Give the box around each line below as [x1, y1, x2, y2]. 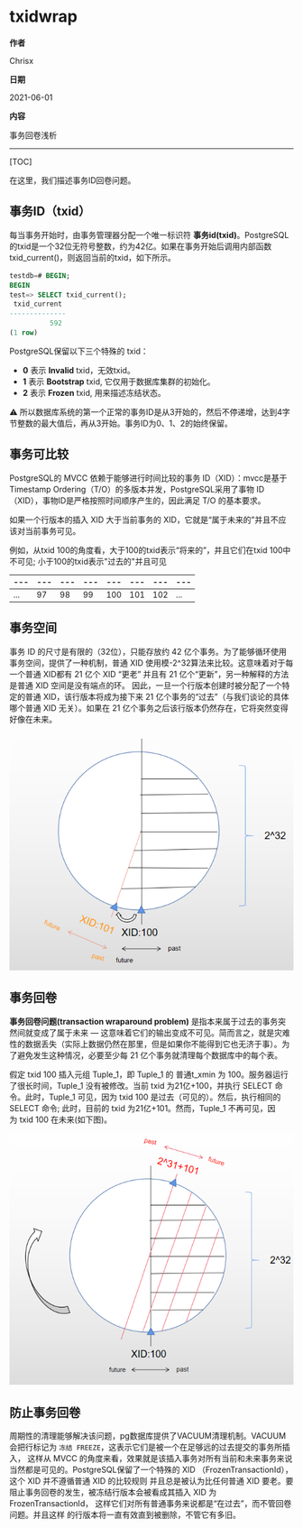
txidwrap [9, 6, 78, 27]
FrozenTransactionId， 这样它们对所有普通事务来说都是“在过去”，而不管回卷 [9, 1498, 292, 1509]
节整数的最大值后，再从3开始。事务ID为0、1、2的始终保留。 [9, 418, 233, 428]
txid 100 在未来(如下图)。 [19, 1114, 113, 1125]
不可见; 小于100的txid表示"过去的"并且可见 [9, 556, 167, 566]
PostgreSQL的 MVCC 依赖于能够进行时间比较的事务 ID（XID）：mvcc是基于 [9, 472, 288, 483]
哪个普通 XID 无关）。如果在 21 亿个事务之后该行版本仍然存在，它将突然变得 [9, 702, 289, 713]
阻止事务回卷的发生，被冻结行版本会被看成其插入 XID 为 [9, 1487, 217, 1498]
